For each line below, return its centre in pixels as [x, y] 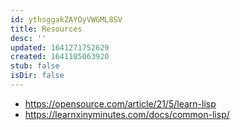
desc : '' [28, 38]
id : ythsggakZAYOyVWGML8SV [66, 19]
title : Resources [46, 29]
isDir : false [37, 76]
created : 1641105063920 [60, 57]
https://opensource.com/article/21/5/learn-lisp [120, 103]
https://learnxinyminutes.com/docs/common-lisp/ [127, 114]
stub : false [35, 66]
